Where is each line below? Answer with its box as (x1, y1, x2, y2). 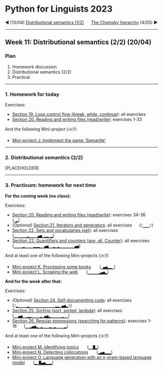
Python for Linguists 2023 (5, 3, 113, 15)
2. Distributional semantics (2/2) (5, 154, 83, 161)
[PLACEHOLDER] (5, 165, 39, 171)
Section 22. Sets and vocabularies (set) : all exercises (12, 227, 118, 233)
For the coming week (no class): (5, 193, 71, 199)
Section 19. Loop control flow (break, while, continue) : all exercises (12, 111, 146, 117)
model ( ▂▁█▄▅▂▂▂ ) (12, 359, 54, 365)
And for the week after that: (5, 278, 62, 284)
